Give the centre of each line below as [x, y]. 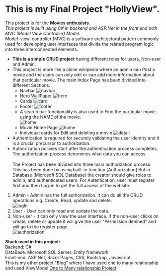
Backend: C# [18, 247]
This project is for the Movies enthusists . [48, 23]
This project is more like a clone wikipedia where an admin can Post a [83, 69]
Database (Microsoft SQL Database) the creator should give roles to [82, 175]
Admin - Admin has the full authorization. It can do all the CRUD [78, 195]
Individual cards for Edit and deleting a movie [66, 133]
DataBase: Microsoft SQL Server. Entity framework [57, 252]
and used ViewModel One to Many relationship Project [61, 268]
